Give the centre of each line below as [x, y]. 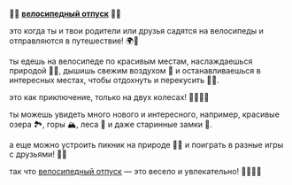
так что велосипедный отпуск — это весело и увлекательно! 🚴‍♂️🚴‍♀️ [135, 171]
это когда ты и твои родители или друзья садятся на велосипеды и [136, 31]
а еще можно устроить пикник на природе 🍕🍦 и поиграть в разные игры [146, 145]
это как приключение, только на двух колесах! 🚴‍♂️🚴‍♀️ [109, 97]
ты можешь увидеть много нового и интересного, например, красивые [145, 114]
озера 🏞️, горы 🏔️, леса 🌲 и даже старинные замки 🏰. [111, 124]
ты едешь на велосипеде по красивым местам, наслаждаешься [131, 61]
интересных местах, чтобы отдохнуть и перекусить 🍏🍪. [114, 80]
